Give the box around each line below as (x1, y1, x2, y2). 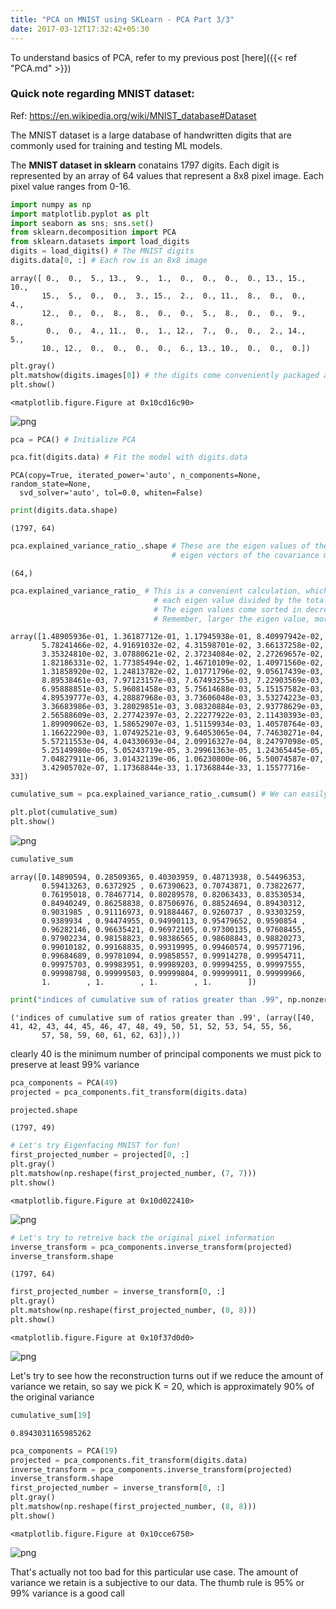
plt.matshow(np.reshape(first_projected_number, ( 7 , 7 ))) (10, 1169, 257, 1179)
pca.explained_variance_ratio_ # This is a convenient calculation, (10, 586, 302, 596)
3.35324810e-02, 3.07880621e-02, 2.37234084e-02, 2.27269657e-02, (41, 649, 325, 660)
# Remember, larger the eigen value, (153, 614, 311, 624)
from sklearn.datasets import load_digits (10, 237, 190, 247)
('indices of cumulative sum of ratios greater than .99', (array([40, (10, 1012, 315, 1023)
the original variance (10, 1391, 95, 1403)
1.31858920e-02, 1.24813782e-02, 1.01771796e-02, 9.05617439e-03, (41, 667, 325, 677)
